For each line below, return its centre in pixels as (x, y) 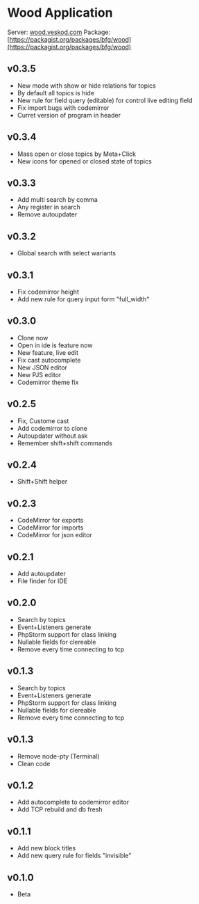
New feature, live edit (47, 352)
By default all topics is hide (56, 93)
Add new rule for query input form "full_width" (83, 299)
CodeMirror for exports (50, 521)
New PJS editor (39, 374)
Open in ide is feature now (55, 345)
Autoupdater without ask (52, 436)
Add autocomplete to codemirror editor (73, 802)
